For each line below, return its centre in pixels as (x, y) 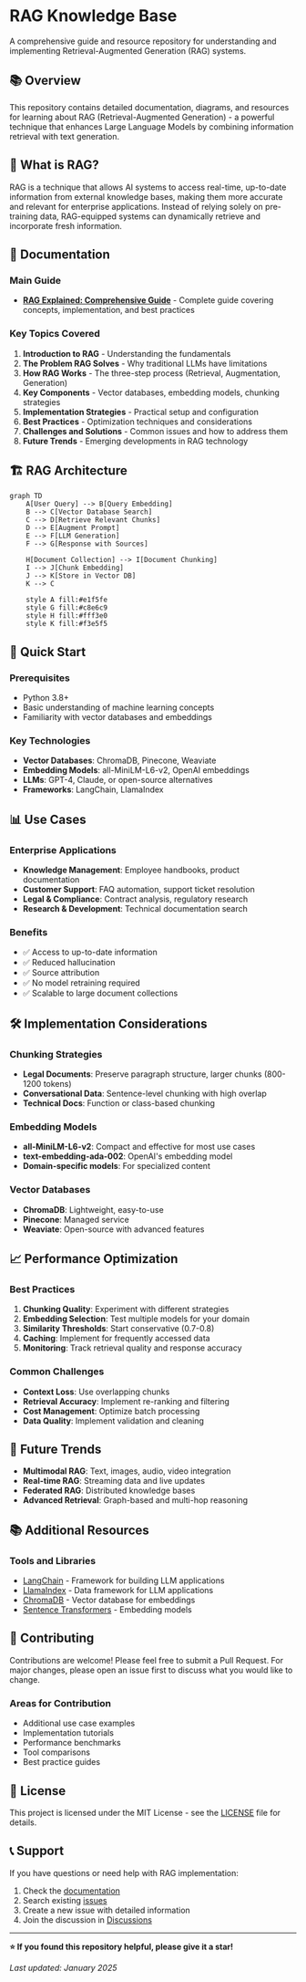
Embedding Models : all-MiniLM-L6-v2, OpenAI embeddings (136, 770)
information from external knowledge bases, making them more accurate (146, 196)
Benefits (29, 932)
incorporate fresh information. (66, 225)
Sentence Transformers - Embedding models (107, 1610)
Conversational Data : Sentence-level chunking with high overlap (144, 1094)
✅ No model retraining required (82, 983)
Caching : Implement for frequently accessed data (117, 1339)
